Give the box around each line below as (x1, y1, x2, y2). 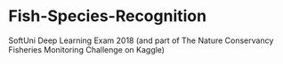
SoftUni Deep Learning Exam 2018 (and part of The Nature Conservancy (8, 35, 274, 46)
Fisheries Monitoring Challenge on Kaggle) (8, 44, 166, 54)
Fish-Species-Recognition (8, 6, 206, 26)
